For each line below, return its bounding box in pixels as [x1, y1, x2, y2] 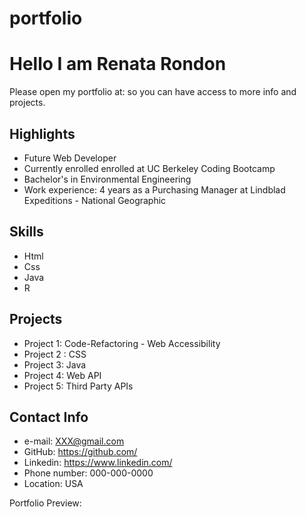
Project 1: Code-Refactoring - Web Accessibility [23, 337, 221, 349]
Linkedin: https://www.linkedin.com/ [23, 457, 173, 469]
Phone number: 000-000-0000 [23, 467, 154, 479]
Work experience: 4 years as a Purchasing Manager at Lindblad [23, 183, 286, 196]
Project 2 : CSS [23, 348, 87, 360]
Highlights [9, 125, 76, 142]
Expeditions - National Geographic [23, 194, 167, 206]
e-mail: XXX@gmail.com [23, 435, 125, 447]
